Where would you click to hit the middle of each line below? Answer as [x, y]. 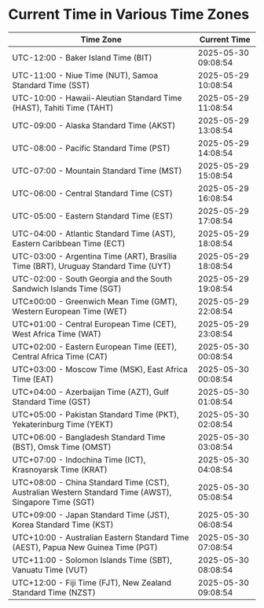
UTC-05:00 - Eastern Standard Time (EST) [93, 216]
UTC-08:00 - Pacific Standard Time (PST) [91, 148]
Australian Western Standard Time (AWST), [92, 492]
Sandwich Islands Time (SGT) [67, 289]
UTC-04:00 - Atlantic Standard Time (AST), [94, 234]
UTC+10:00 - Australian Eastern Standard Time [101, 537]
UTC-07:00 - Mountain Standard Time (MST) [97, 171]
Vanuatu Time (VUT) [50, 569]
